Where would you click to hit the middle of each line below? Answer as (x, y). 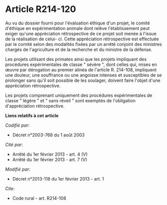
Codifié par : (17, 125)
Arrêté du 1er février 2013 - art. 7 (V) (50, 159)
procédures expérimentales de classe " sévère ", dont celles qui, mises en (81, 64)
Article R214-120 (41, 9)
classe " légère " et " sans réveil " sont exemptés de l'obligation (70, 100)
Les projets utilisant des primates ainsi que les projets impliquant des (76, 59)
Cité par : (14, 144)
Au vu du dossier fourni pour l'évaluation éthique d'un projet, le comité (78, 23)
